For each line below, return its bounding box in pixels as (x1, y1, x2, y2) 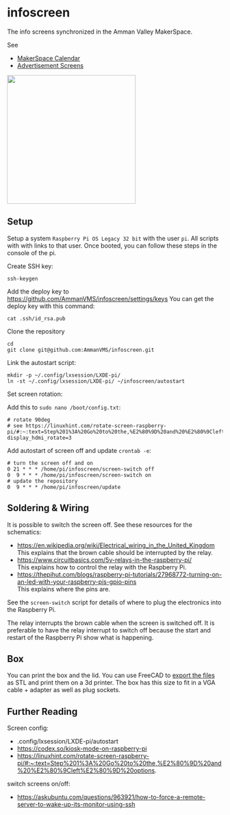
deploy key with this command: (7, 302, 95, 310)
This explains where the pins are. (16, 584, 111, 593)
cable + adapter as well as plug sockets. (7, 686, 121, 694)
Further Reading (7, 705, 78, 718)
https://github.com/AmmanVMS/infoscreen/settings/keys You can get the (7, 294, 214, 303)
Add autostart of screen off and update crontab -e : (7, 446, 152, 454)
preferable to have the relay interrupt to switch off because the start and (7, 626, 211, 634)
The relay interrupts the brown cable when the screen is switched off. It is (7, 619, 215, 627)
